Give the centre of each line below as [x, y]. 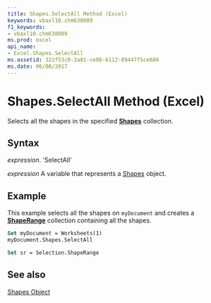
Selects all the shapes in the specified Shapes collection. [90, 121]
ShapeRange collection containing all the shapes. [79, 220]
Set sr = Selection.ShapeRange [53, 252]
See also [26, 275]
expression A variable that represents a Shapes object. [87, 174]
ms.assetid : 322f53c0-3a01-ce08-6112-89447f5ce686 [83, 60]
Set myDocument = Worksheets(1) [55, 234]
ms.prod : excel [30, 40]
